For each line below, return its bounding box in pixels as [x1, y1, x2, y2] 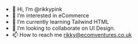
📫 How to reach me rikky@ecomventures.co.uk [11, 32, 132, 38]
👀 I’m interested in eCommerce [11, 12, 90, 19]
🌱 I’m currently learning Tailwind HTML [11, 18, 110, 25]
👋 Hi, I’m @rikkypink [11, 6, 62, 12]
